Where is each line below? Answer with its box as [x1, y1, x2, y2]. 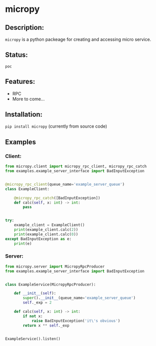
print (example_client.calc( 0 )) [14, 232, 78, 237]
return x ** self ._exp [23, 323, 70, 328]
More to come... [12, 96, 45, 102]
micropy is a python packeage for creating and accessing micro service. [5, 36, 152, 42]
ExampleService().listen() [5, 336, 61, 341]
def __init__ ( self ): [14, 291, 56, 296]
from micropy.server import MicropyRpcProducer [5, 264, 105, 269]
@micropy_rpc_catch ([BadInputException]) [14, 195, 100, 201]
